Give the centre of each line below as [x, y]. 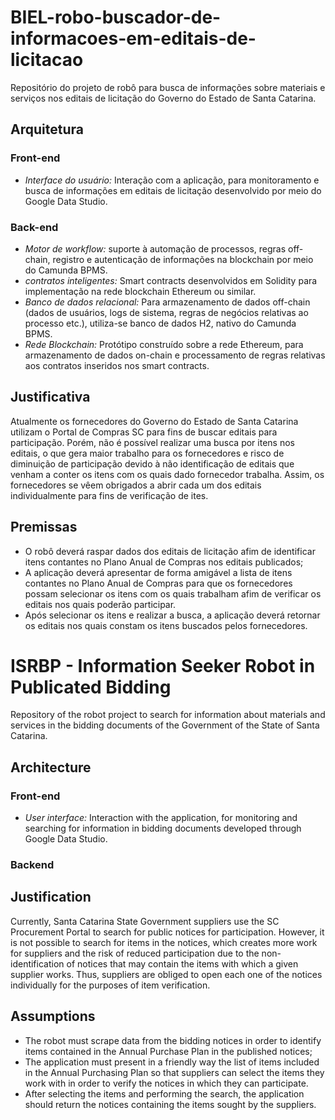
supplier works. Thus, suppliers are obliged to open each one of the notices [166, 974]
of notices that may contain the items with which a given [182, 963]
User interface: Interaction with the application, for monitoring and [161, 818]
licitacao [47, 60]
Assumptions [53, 1016]
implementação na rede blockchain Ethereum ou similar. [140, 291]
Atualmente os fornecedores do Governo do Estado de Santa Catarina [154, 421]
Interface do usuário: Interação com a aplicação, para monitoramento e [172, 180]
